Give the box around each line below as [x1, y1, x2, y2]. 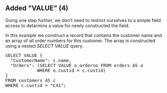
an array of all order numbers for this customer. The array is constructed [5, 37, 155, 43]
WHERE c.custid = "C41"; [5, 82, 66, 88]
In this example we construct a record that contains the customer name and [5, 32, 162, 38]
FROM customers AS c [5, 77, 56, 83]
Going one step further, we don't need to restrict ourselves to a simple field [5, 17, 161, 23]
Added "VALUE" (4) [5, 4, 69, 12]
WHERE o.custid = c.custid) [37, 67, 107, 73]
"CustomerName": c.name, [10, 57, 72, 63]
